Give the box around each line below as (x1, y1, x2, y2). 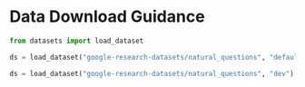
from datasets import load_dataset (9, 36, 144, 45)
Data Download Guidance (9, 6, 206, 27)
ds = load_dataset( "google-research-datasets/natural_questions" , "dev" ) (9, 69, 295, 78)
